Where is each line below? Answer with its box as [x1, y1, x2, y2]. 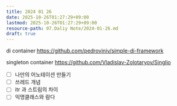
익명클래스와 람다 [14, 93, 55, 101]
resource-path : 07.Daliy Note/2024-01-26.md [6, 25, 119, 32]
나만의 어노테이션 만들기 [14, 71, 72, 78]
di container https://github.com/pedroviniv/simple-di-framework [6, 47, 164, 54]
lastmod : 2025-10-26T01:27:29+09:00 [6, 20, 97, 26]
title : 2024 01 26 [6, 8, 52, 15]
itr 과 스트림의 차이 [14, 86, 58, 93]
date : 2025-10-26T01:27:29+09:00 [6, 14, 89, 20]
